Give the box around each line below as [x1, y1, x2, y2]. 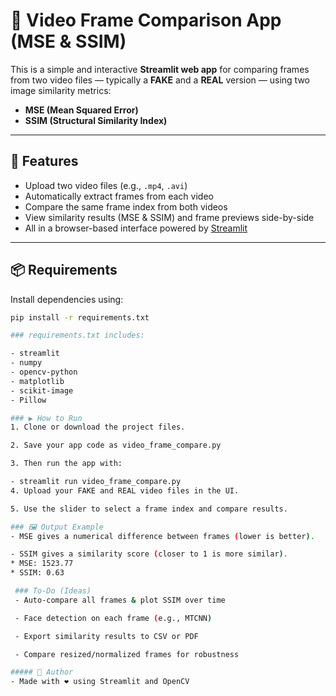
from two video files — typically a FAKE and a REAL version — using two [10, 74, 310, 86]
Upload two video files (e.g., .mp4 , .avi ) [24, 179, 188, 191]
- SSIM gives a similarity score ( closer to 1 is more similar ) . [10, 549, 288, 559]
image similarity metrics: [10, 84, 112, 96]
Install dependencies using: [10, 293, 124, 305]
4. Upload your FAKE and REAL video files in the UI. [10, 485, 240, 496]
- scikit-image [10, 385, 74, 396]
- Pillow [10, 395, 47, 405]
